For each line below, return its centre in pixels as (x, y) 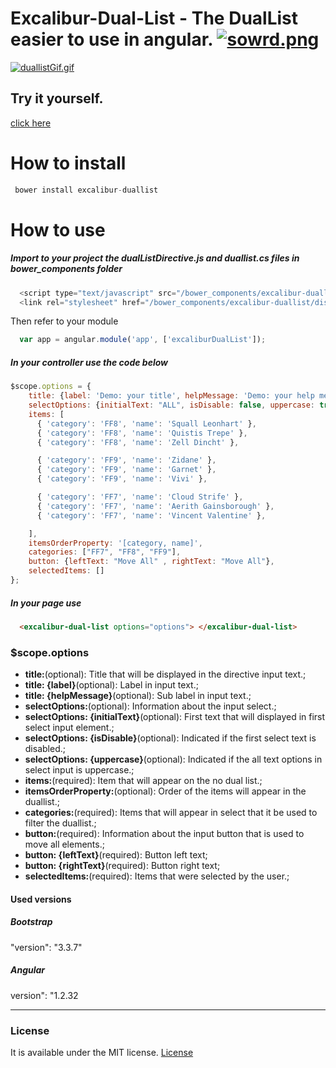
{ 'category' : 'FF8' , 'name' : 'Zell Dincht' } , (138, 442)
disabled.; (45, 749)
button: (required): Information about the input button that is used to (164, 834)
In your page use (46, 603)
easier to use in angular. (111, 39)
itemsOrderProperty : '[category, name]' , (115, 543)
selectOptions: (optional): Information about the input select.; (150, 706)
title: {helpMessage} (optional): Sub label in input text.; (138, 696)
